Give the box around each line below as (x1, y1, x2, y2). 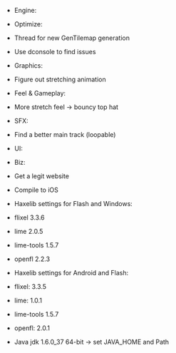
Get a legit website (14, 172, 70, 180)
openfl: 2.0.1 (14, 324, 50, 332)
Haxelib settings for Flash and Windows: (14, 200, 133, 208)
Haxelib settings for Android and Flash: (14, 269, 129, 277)
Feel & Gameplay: (14, 89, 66, 97)
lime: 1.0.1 (14, 296, 43, 305)
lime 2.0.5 (14, 227, 43, 235)
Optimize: (14, 20, 43, 28)
